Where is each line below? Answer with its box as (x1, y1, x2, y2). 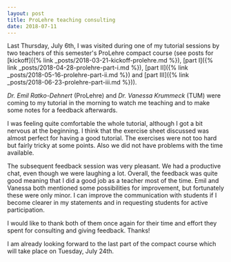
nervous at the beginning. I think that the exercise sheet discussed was (7, 127, 209, 135)
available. (7, 149, 34, 157)
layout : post (7, 10, 45, 17)
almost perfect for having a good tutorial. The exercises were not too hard (7, 134, 217, 142)
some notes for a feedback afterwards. (7, 106, 118, 114)
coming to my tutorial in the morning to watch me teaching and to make (7, 99, 210, 107)
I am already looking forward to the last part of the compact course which (7, 240, 217, 248)
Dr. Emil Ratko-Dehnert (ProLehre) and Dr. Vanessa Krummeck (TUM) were (7, 91, 221, 100)
